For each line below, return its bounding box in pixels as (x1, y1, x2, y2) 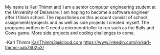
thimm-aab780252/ (5, 45, 45, 50)
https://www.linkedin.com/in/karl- (83, 39, 151, 45)
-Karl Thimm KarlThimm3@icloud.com (5, 39, 82, 45)
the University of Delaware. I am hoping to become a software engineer (5, 9, 149, 15)
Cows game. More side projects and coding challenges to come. (5, 30, 135, 36)
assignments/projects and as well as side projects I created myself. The (5, 19, 149, 25)
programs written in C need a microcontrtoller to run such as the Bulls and (5, 25, 155, 31)
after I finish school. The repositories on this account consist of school (5, 15, 147, 20)
